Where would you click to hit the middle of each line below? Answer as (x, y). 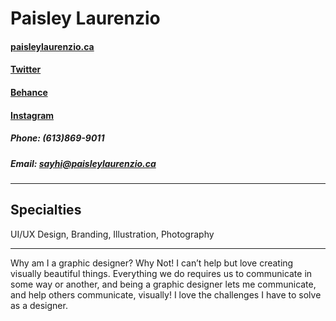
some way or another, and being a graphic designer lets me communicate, (163, 284)
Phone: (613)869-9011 (57, 138)
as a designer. (39, 305)
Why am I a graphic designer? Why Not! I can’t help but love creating (152, 263)
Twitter (26, 69)
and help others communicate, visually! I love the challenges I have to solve (166, 294)
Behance (29, 92)
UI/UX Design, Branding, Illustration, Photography (112, 234)
